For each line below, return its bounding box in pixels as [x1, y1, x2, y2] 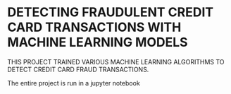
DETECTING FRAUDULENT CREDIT [7, 4, 213, 20]
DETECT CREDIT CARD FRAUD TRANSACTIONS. [7, 65, 149, 74]
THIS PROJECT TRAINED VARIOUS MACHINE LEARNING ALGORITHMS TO [7, 57, 225, 66]
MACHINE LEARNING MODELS [7, 35, 188, 50]
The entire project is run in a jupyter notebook [7, 78, 141, 87]
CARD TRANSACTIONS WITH [7, 19, 182, 35]
